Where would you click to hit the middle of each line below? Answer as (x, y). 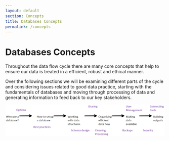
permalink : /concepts (28, 27)
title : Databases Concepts (34, 21)
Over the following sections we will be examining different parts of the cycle (84, 81)
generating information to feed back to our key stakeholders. (69, 98)
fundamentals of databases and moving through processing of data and (80, 92)
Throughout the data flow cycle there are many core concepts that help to (82, 66)
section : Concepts (25, 16)
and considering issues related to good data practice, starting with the (78, 87)
